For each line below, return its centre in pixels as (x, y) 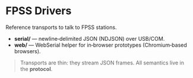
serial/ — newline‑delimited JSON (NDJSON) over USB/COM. (89, 38)
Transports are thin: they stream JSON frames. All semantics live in (102, 63)
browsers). (27, 51)
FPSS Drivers (39, 11)
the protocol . (36, 69)
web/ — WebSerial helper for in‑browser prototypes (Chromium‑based (101, 45)
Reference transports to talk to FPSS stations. (61, 27)
